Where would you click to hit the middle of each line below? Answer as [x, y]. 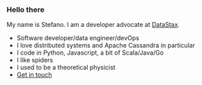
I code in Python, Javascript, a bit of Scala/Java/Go [90, 53]
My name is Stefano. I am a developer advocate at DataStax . [93, 25]
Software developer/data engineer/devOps [78, 38]
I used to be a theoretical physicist [66, 68]
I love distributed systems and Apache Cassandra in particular [106, 46]
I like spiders [35, 60]
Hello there [25, 10]
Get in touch [34, 75]
